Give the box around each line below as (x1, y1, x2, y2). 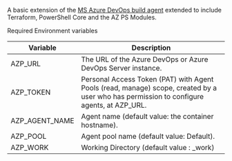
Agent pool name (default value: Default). (81, 131, 215, 141)
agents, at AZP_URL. (81, 100, 147, 110)
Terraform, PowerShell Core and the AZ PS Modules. (7, 13, 157, 21)
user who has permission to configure (81, 92, 204, 101)
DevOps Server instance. (81, 64, 162, 73)
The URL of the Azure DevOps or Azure (81, 55, 209, 64)
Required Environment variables (7, 27, 98, 35)
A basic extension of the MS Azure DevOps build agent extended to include (7, 6, 222, 14)
